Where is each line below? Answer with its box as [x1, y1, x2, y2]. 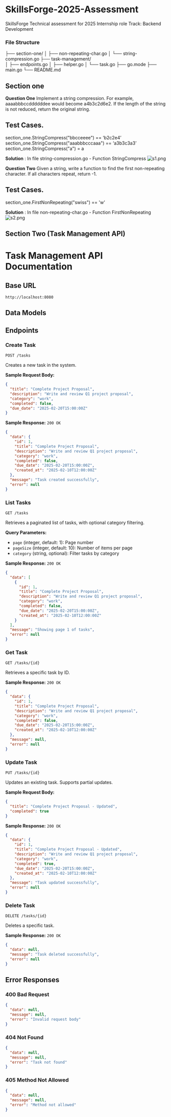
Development [5, 26, 34, 32]
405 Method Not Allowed [5, 1077, 69, 1084]
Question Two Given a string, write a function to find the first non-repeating [5, 165, 165, 171]
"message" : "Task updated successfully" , [10, 880, 100, 885]
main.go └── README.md [5, 67, 61, 73]
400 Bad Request [5, 990, 50, 998]
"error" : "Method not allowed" [10, 1103, 77, 1108]
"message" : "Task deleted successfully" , [10, 951, 100, 957]
